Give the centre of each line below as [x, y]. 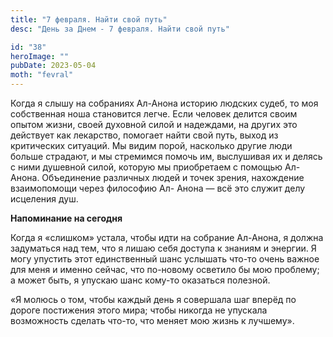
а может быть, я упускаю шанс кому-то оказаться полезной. [140, 280]
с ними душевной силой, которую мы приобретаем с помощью [146, 167]
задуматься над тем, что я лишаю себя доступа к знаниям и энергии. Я [163, 248]
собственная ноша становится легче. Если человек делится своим [154, 114]
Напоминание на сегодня [66, 218]
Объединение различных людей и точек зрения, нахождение [173, 177]
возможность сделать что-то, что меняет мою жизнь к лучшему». [152, 320]
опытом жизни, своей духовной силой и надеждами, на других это [154, 124]
